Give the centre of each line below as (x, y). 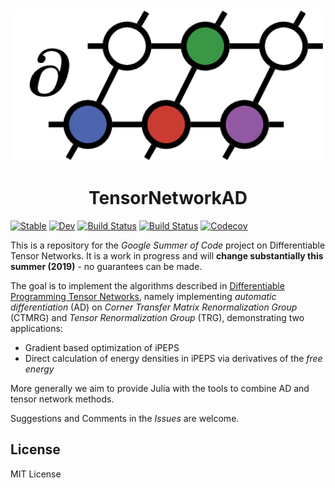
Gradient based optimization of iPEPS (102, 347)
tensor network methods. (62, 399)
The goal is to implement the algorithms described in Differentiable (147, 285)
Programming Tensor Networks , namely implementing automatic (143, 296)
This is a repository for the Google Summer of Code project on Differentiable (168, 245)
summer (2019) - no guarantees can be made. (106, 266)
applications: (36, 328)
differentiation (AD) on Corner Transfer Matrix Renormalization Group (154, 307)
